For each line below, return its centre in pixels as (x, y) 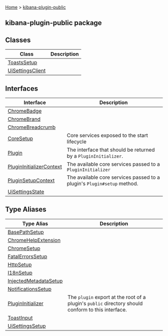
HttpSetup (20, 264)
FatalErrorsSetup (27, 256)
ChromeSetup (24, 248)
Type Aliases (26, 210)
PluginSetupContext (31, 181)
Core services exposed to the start (107, 136)
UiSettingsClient (27, 71)
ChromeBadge (25, 111)
